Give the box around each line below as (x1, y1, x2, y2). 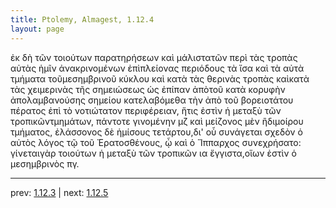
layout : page (10, 24, 65, 34)
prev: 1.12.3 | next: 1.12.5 (10, 186, 109, 198)
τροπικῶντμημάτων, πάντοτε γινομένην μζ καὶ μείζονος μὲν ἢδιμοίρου (10, 115, 304, 127)
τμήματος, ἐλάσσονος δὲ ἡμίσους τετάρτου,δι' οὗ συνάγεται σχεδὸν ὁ (10, 126, 303, 138)
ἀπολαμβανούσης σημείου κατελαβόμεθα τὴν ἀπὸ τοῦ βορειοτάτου (10, 94, 294, 106)
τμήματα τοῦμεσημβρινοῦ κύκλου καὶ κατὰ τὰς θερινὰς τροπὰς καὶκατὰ (10, 72, 310, 85)
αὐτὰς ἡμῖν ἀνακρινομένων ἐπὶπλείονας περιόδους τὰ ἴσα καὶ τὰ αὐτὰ (10, 62, 305, 74)
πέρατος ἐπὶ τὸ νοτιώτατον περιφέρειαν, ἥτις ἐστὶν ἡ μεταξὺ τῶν (10, 104, 282, 116)
